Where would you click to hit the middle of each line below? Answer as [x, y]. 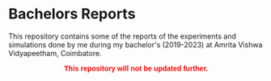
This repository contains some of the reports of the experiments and [122, 36]
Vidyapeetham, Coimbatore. [55, 53]
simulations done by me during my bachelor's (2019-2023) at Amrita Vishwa [135, 44]
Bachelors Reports [72, 14]
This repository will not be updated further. [136, 68]
